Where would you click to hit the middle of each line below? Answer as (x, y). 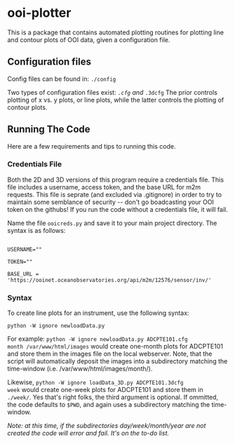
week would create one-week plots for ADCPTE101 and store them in (105, 390)
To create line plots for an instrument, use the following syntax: (98, 313)
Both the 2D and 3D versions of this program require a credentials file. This (116, 180)
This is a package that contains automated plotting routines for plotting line (116, 32)
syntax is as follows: (36, 230)
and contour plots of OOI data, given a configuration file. (89, 39)
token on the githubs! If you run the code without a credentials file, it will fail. (117, 209)
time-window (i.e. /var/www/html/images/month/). (80, 369)
